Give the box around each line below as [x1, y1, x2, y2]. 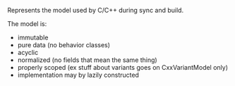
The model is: [7, 20, 47, 27]
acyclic [17, 49, 39, 56]
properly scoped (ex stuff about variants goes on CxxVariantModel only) [17, 63, 228, 71]
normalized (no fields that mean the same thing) [17, 56, 157, 64]
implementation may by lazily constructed [17, 70, 140, 79]
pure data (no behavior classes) [17, 41, 111, 49]
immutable [17, 33, 49, 42]
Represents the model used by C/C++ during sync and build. [7, 6, 184, 14]
